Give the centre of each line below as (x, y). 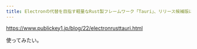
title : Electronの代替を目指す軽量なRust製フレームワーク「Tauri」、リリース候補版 (97, 11)
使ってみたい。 (24, 40)
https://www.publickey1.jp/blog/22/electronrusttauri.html (74, 28)
